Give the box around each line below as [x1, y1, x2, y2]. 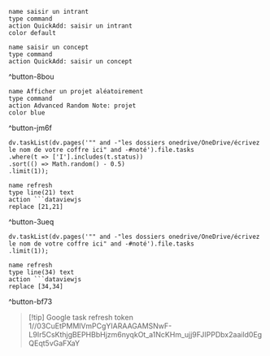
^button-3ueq [8, 217, 54, 227]
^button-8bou [8, 72, 54, 81]
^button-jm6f [8, 123, 53, 132]
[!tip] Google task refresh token [28, 313, 134, 322]
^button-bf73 [8, 297, 53, 306]
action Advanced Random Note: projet [8, 102, 137, 110]
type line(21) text [8, 189, 75, 197]
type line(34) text [8, 268, 75, 276]
